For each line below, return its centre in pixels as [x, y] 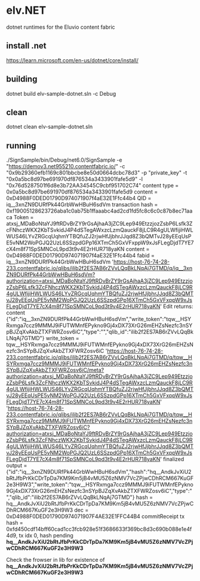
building [22, 79]
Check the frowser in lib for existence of [56, 560]
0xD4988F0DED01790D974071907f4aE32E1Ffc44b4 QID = [79, 198]
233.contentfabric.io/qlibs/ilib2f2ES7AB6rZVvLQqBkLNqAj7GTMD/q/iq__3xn [99, 268]
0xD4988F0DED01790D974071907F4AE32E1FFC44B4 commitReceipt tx [96, 516]
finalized [174, 459]
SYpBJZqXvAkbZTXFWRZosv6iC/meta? [55, 370]
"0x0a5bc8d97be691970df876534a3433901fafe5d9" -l [75, 179]
